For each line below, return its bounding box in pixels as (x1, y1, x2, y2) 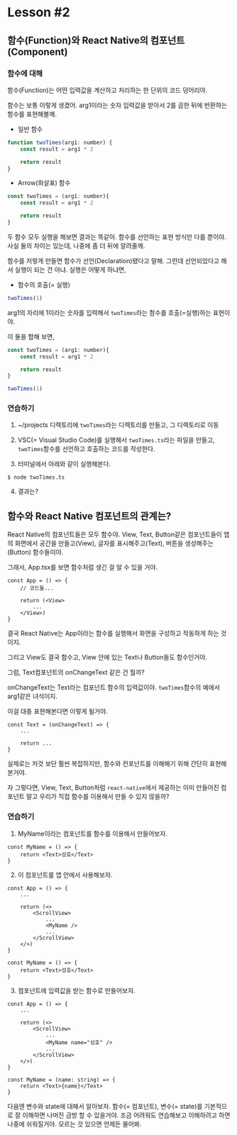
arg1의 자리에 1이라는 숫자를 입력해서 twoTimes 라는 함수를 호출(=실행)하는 (7, 308, 211, 316)
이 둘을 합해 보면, (7, 332, 55, 340)
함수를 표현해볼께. (7, 109, 57, 118)
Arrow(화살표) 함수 (17, 179, 71, 187)
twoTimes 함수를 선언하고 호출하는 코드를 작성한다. (17, 445, 155, 453)
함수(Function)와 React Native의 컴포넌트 (7, 34, 185, 46)
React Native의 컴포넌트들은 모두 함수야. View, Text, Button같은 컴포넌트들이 (7, 530, 222, 539)
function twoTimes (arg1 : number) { (7, 139, 113, 146)
